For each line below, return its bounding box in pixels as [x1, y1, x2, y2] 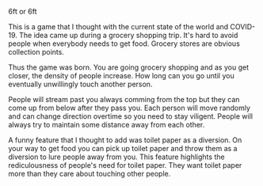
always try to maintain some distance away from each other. [8, 120, 205, 129]
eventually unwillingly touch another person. [8, 79, 153, 89]
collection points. [8, 47, 65, 56]
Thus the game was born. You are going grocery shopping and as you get [8, 63, 250, 72]
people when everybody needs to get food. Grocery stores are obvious [8, 39, 240, 48]
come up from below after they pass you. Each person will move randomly [8, 103, 251, 112]
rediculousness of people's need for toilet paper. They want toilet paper [8, 161, 242, 169]
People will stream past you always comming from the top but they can [8, 95, 240, 104]
